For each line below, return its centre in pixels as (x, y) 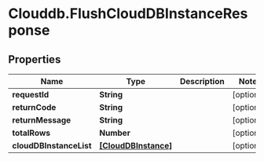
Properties (35, 59)
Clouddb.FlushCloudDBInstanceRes (128, 14)
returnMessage (42, 120)
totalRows (31, 133)
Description (202, 81)
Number (115, 133)
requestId (31, 95)
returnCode (34, 107)
